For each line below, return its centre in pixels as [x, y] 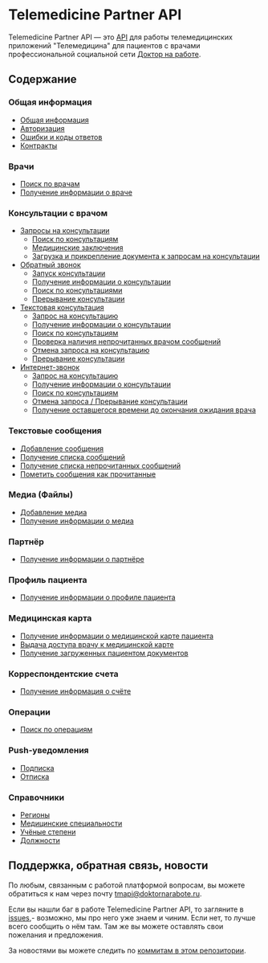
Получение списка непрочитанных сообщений [100, 465]
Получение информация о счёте [75, 691]
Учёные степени [48, 832]
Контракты [39, 145]
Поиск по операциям [56, 730]
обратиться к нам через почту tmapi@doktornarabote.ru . [105, 893]
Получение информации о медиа [77, 521]
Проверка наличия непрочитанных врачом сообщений [126, 342]
